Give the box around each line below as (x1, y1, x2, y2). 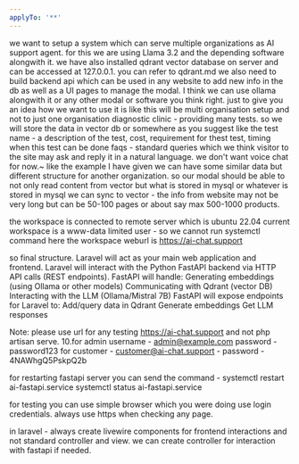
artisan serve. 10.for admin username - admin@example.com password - (9, 336, 278, 346)
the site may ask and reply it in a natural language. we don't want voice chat (9, 151, 288, 162)
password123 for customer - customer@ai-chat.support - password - (9, 345, 265, 356)
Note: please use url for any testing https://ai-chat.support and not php (9, 327, 270, 337)
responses (9, 309, 48, 319)
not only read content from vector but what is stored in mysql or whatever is (9, 179, 288, 190)
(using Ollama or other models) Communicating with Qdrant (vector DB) (9, 280, 273, 291)
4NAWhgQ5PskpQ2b (9, 354, 87, 366)
